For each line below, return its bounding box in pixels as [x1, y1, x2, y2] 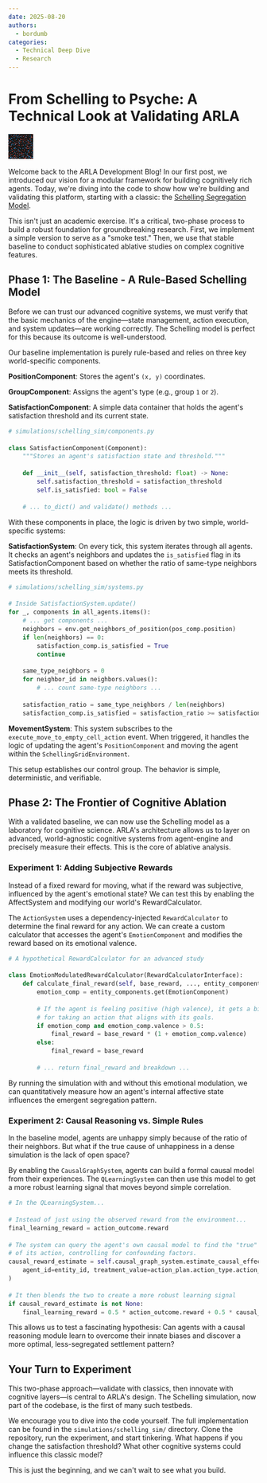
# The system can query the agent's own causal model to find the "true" [8, 1241, 258, 1249]
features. [8, 249, 38, 259]
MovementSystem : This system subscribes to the [8, 724, 173, 733]
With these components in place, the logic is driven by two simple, [8, 517, 226, 527]
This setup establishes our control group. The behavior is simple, [8, 764, 221, 774]
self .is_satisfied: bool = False [37, 486, 148, 494]
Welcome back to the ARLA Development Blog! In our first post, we [8, 167, 228, 176]
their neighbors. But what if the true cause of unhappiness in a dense [8, 1142, 235, 1151]
